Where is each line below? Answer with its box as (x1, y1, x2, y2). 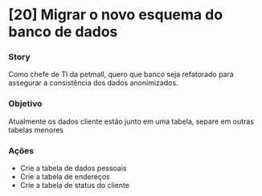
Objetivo (8, 98, 43, 109)
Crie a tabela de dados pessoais (19, 163, 127, 174)
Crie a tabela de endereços (19, 172, 110, 182)
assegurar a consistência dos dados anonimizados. (8, 78, 178, 88)
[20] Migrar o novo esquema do (8, 6, 223, 24)
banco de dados (8, 22, 118, 41)
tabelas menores (8, 125, 64, 134)
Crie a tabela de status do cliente (19, 181, 130, 190)
